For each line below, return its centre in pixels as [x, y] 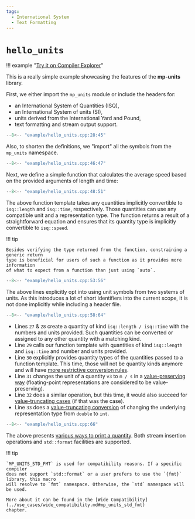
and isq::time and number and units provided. [71, 351]
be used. [17, 489]
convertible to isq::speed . [37, 228]
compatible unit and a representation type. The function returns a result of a [98, 215]
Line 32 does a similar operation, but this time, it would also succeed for [101, 395]
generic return [25, 255]
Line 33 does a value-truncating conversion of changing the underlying [100, 407]
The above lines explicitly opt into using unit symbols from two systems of [95, 291]
